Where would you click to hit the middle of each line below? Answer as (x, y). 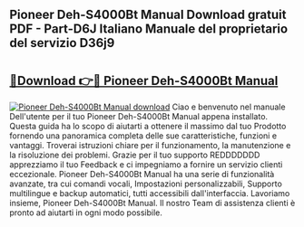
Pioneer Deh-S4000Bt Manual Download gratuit (148, 15)
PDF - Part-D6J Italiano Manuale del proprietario (149, 29)
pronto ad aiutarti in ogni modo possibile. (86, 213)
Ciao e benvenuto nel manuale (229, 107)
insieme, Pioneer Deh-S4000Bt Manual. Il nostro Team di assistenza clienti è (152, 203)
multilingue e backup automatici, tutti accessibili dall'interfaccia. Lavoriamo (150, 193)
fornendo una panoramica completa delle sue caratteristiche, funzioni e (143, 136)
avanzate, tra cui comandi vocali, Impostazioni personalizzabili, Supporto (146, 184)
